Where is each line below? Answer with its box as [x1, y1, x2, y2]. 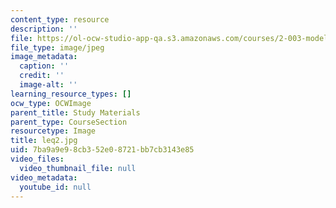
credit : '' [19, 71, 65, 81]
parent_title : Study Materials [10, 107, 141, 118]
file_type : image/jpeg [10, 42, 105, 53]
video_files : [10, 154, 65, 164]
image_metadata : [10, 52, 78, 62]
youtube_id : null [19, 182, 92, 192]
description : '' [10, 24, 78, 34]
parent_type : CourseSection [10, 117, 128, 127]
